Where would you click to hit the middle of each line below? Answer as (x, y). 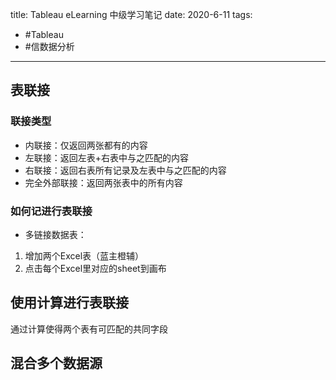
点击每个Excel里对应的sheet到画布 (95, 268)
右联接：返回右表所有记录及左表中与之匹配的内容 (125, 170)
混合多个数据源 (56, 363)
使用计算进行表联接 (69, 303)
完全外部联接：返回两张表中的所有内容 (103, 182)
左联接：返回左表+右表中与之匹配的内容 (107, 157)
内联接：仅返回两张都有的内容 (86, 145)
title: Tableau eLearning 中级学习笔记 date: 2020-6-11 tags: (131, 14)
